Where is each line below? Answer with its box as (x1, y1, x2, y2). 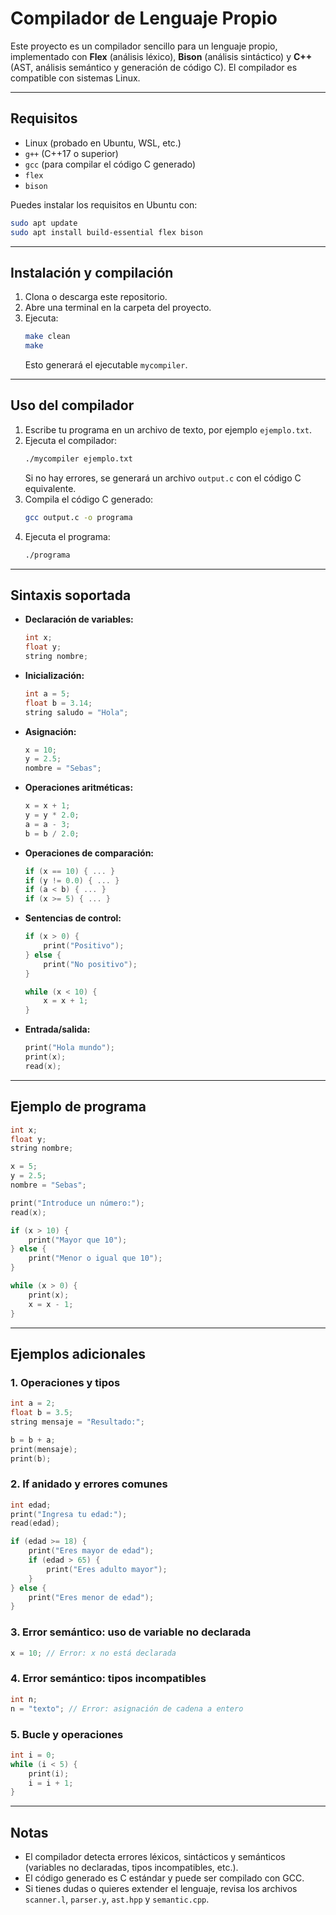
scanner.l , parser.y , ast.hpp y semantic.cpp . (24, 1893, 210, 1906)
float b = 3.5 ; (10, 1408, 74, 1418)
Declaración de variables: (24, 613, 134, 626)
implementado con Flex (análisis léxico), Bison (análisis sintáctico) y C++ (10, 50, 313, 62)
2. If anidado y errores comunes (10, 1477, 168, 1491)
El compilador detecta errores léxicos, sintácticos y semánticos (24, 1851, 286, 1863)
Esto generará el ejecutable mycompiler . (24, 359, 188, 371)
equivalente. (24, 482, 77, 494)
